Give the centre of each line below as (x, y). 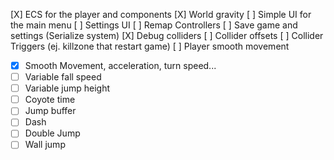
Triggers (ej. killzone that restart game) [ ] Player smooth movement (150, 46)
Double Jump (52, 133)
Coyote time (50, 100)
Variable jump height (67, 88)
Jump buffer (50, 111)
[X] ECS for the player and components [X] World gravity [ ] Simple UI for (161, 14)
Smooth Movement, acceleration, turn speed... (120, 65)
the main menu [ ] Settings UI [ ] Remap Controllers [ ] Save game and (154, 25)
